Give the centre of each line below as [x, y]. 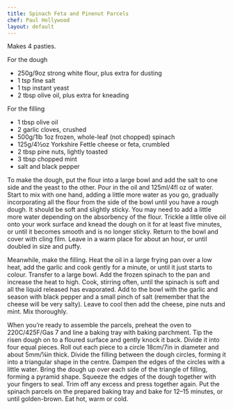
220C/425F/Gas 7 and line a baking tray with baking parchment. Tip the [110, 333]
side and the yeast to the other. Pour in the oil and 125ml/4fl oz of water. [110, 188]
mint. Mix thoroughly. [38, 312]
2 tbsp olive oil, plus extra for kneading [73, 95]
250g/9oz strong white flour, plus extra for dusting [89, 73]
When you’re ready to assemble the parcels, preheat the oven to [99, 325]
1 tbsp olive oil [38, 122]
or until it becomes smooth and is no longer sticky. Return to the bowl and [113, 232]
